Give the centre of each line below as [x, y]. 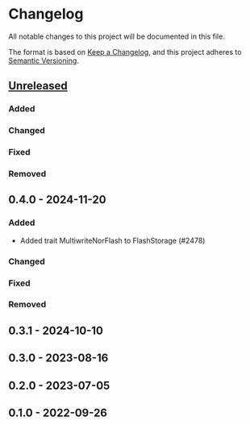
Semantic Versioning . [44, 60]
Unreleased [38, 86]
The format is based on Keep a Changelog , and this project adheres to [125, 52]
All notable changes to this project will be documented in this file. [117, 36]
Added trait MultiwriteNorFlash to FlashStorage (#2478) [112, 240]
